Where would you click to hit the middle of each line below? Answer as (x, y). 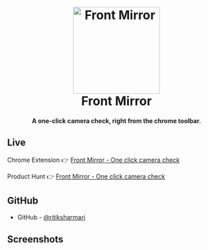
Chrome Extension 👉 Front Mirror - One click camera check (94, 160)
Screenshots (35, 239)
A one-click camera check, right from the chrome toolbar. (116, 121)
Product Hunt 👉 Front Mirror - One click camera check (86, 176)
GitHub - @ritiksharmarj (51, 217)
